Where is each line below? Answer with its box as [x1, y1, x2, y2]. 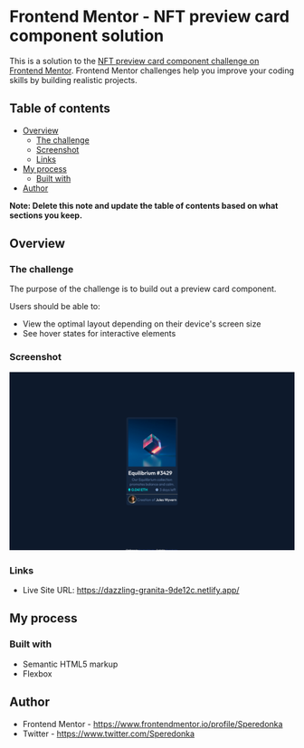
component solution [9, 25, 165, 46]
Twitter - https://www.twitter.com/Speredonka [22, 728, 195, 739]
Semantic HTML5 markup [22, 658, 119, 669]
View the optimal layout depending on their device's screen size [22, 318, 261, 329]
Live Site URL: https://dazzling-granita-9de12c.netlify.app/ [22, 585, 240, 596]
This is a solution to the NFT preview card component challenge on [9, 55, 260, 66]
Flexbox [22, 668, 52, 679]
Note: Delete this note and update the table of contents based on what [9, 200, 279, 211]
